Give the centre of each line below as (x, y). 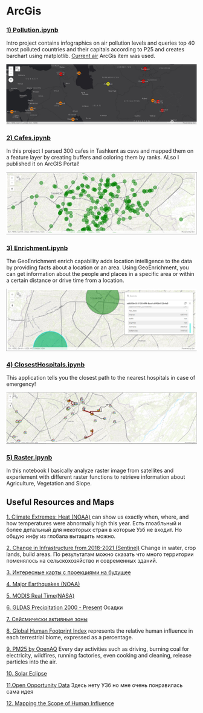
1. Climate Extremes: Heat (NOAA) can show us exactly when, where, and (98, 517)
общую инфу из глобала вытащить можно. (61, 536)
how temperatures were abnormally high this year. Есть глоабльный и (94, 523)
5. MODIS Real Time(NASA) (40, 595)
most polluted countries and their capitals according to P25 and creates (95, 50)
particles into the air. (32, 662)
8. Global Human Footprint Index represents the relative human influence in (100, 631)
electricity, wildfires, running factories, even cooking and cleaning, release (99, 655)
